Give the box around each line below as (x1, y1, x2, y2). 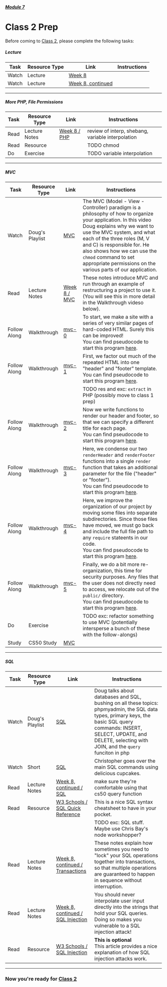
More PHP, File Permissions (5, 99, 63, 105)
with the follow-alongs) (83, 631, 138, 638)
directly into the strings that (94, 903, 159, 910)
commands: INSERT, (94, 724, 143, 731)
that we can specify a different (83, 418, 154, 425)
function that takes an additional (83, 464, 158, 471)
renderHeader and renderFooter (83, 452, 156, 459)
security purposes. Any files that (83, 574, 159, 581)
